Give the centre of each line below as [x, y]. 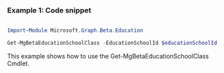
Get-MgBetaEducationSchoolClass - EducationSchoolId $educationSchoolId [112, 43]
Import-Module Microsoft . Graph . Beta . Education [75, 31]
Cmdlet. [18, 63]
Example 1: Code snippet [49, 10]
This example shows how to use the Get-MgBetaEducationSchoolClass [108, 56]
